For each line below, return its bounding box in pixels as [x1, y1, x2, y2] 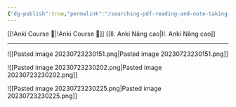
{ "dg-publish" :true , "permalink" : [7, 10, 105, 17]
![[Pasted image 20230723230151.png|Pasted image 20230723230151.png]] [7, 50, 228, 58]
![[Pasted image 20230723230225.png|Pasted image [7, 84, 162, 92]
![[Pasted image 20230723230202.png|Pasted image [7, 63, 162, 71]
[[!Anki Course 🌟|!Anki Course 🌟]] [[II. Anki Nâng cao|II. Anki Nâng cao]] [7, 29, 216, 38]
